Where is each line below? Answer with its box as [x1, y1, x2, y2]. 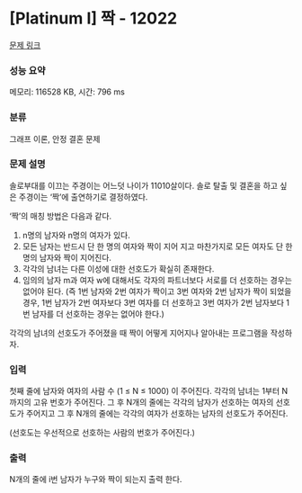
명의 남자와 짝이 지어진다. [22, 252, 112, 263]
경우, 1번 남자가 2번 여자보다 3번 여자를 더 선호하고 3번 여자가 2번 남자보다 [22, 297, 285, 308]
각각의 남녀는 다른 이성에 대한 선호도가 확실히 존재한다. [22, 263, 215, 274]
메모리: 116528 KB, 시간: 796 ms [9, 86, 126, 97]
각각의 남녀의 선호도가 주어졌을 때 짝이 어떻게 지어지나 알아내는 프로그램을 [9, 327, 269, 338]
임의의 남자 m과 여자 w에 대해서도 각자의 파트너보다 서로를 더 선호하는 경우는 [22, 274, 292, 285]
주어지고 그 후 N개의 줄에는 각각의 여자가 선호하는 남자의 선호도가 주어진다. [25, 408, 289, 419]
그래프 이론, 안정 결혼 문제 [9, 133, 101, 144]
